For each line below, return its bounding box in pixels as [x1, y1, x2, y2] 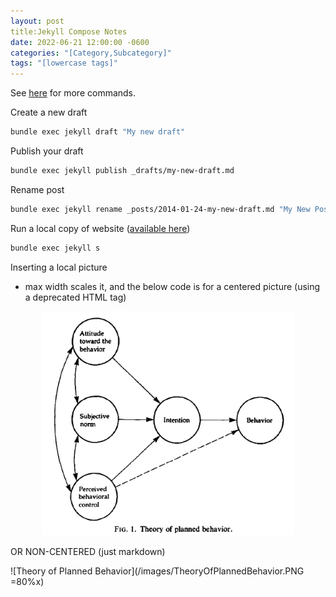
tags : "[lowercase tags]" [10, 58, 118, 69]
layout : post [10, 16, 65, 26]
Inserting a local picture [10, 261, 108, 273]
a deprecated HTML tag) [24, 291, 127, 303]
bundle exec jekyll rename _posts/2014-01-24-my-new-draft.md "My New [10, 204, 311, 214]
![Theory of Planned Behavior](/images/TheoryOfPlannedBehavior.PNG [10, 565, 305, 577]
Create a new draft [10, 106, 88, 119]
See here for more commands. [10, 87, 137, 99]
